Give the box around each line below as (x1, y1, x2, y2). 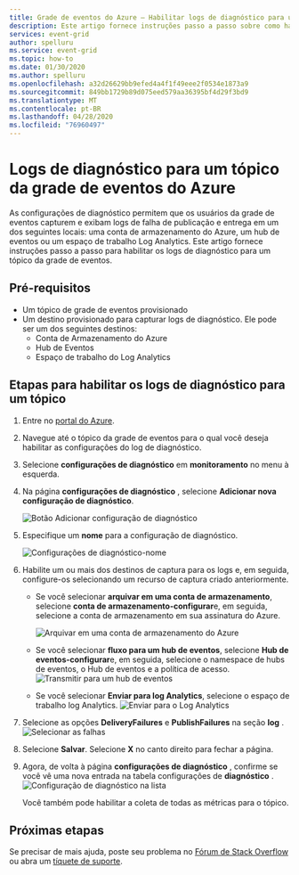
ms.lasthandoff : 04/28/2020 (9, 112, 114, 121)
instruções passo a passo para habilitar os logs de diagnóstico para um (9, 245, 271, 256)
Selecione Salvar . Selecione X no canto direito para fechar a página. (21, 743, 274, 754)
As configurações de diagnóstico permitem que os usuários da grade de (9, 207, 275, 218)
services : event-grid (9, 29, 90, 38)
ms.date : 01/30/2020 (9, 63, 86, 72)
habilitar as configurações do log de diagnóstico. (21, 442, 202, 453)
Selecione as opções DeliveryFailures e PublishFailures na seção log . (21, 716, 285, 727)
